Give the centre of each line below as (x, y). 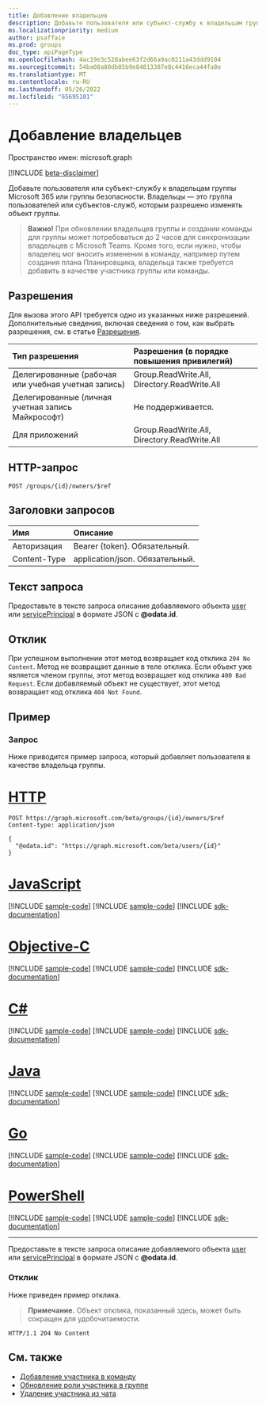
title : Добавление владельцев (58, 15)
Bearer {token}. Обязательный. (131, 545)
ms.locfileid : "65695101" (51, 97)
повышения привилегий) (183, 361)
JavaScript (45, 884)
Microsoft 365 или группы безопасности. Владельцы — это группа (120, 197)
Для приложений (45, 435)
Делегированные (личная (62, 397)
